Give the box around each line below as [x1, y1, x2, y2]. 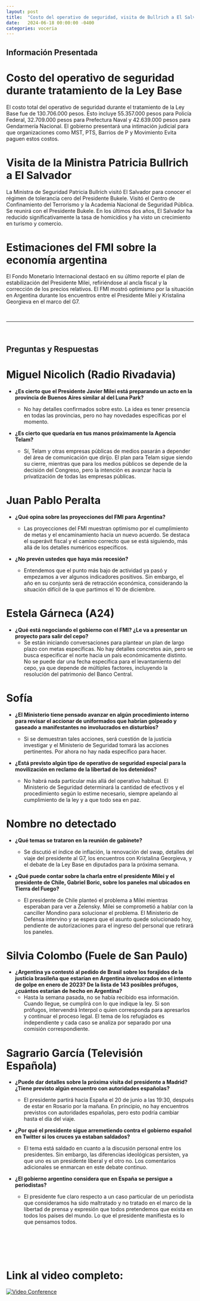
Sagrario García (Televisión [6, 1046, 143, 1059]
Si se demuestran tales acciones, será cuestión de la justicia [23, 735, 172, 742]
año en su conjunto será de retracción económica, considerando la [23, 579, 189, 587]
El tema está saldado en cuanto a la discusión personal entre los [23, 1145, 182, 1152]
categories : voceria [6, 25, 58, 32]
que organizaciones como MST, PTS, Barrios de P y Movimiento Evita [6, 128, 177, 136]
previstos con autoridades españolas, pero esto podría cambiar [23, 1109, 180, 1116]
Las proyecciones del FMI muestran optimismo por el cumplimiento [23, 525, 189, 532]
